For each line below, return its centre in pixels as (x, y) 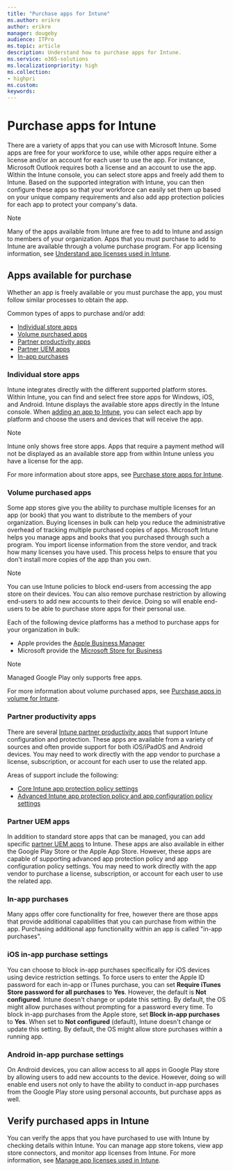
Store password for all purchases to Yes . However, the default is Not (107, 992)
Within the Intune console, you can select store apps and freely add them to (116, 175)
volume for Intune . (33, 698)
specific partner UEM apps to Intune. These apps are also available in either (116, 844)
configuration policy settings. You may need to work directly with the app (112, 866)
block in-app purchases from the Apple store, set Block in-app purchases (114, 1014)
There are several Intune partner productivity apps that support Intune (108, 732)
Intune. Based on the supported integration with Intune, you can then (106, 183)
